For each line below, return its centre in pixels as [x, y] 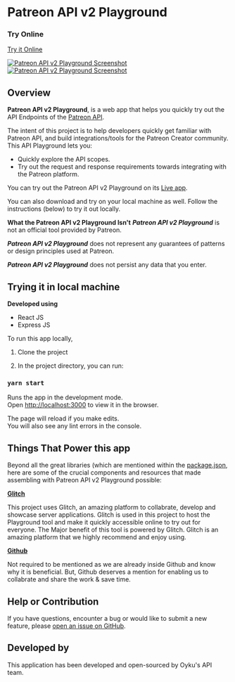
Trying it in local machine [64, 287]
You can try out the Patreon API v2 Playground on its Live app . [97, 188]
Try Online [26, 34]
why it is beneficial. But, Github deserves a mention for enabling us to [108, 572]
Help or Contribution [53, 601]
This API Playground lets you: [50, 146]
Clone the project [43, 352]
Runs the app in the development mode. [65, 397]
